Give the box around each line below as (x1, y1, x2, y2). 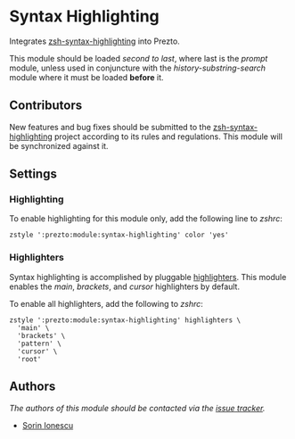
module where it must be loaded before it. (9, 71, 164, 82)
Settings (9, 167, 58, 182)
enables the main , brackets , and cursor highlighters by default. (9, 281, 241, 292)
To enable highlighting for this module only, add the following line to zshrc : (9, 213, 283, 224)
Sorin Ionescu (21, 419, 74, 430)
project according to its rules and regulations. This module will (53, 131, 283, 142)
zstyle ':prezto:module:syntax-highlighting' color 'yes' (9, 230, 229, 240)
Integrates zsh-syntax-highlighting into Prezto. (9, 36, 180, 46)
